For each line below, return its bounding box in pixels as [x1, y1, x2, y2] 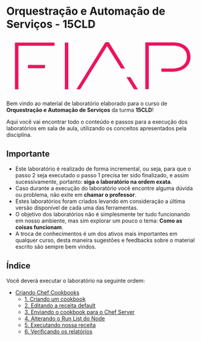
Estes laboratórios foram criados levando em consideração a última [15, 197, 185, 205]
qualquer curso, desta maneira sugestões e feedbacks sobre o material [15, 237, 196, 244]
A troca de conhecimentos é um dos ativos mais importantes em [15, 230, 178, 237]
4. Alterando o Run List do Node [24, 315, 105, 322]
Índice [6, 261, 31, 271]
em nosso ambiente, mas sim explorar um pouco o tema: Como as [15, 217, 183, 224]
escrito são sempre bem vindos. [15, 243, 97, 250]
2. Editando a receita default [24, 301, 96, 309]
